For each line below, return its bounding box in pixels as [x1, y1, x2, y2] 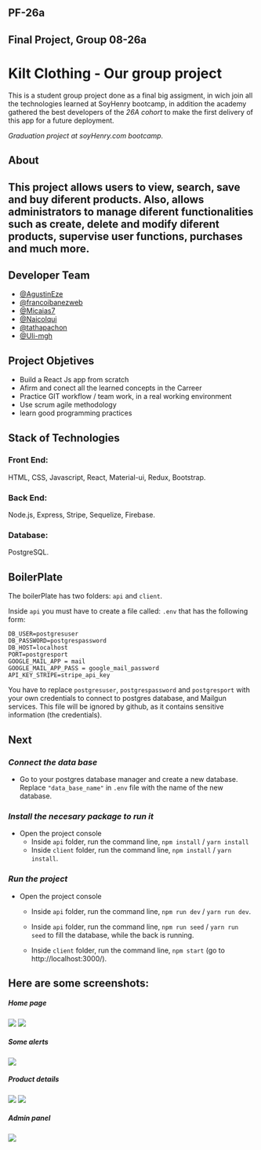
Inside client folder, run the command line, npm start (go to [31, 945, 226, 955]
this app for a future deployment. [8, 116, 115, 125]
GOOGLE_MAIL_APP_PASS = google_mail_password [8, 665, 159, 673]
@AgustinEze [19, 289, 63, 299]
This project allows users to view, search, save [8, 180, 241, 194]
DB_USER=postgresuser [8, 630, 79, 638]
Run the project [8, 873, 68, 884]
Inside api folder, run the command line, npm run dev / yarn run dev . [31, 906, 252, 916]
